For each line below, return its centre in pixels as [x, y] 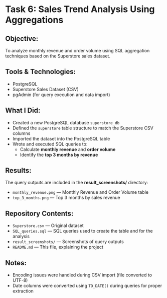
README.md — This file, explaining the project [58, 247]
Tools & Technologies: [41, 72]
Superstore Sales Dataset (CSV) [45, 89]
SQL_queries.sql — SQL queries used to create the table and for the [82, 231]
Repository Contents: [39, 213]
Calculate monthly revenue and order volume [68, 149]
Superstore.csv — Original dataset [48, 226]
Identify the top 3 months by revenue [59, 155]
